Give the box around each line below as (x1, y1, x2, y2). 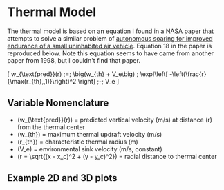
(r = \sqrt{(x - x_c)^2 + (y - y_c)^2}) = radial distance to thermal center (17, 152, 217, 160)
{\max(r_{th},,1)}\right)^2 (7, 77, 77, 85)
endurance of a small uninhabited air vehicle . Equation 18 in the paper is (7, 41, 212, 50)
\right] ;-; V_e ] (77, 77, 120, 85)
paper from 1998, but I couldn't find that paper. (7, 56, 140, 64)
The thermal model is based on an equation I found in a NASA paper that (7, 27, 214, 35)
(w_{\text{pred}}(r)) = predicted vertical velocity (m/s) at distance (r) (17, 115, 213, 124)
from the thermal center (17, 122, 85, 131)
